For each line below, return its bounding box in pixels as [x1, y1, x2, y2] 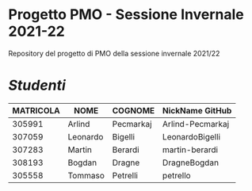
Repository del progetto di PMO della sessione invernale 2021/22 [8, 48, 220, 58]
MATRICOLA [12, 105, 61, 116]
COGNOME [112, 105, 155, 116]
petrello [162, 170, 192, 181]
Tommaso [67, 170, 105, 181]
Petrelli [112, 170, 139, 181]
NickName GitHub [162, 105, 232, 116]
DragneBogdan [162, 157, 220, 168]
